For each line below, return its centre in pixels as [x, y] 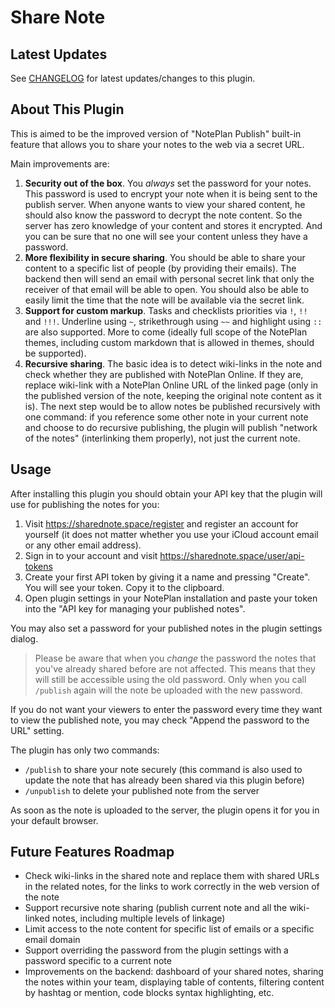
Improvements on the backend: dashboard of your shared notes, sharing [174, 972]
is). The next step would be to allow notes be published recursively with [172, 406]
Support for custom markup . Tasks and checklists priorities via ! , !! [166, 310]
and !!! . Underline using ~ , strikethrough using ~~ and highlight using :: [173, 321]
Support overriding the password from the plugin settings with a [156, 950]
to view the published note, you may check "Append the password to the [160, 720]
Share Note [58, 17]
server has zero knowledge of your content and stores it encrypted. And [173, 225]
